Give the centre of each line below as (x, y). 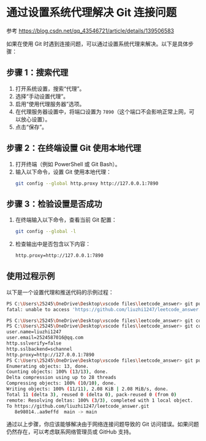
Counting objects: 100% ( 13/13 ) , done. (57, 372)
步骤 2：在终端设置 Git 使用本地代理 (74, 148)
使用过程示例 (31, 276)
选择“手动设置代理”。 (42, 96)
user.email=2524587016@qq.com (45, 338)
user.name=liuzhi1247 (34, 332)
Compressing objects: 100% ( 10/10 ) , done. (61, 383)
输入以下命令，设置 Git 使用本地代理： (63, 172)
